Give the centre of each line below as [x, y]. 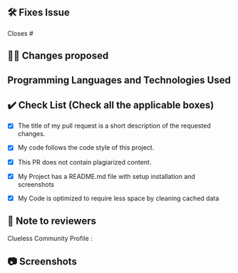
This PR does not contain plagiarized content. [84, 162]
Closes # [20, 33]
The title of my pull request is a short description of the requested [114, 126]
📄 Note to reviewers [52, 221]
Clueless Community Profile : [50, 238]
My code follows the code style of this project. [86, 148]
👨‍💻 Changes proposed [58, 56]
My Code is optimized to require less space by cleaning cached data [118, 198]
